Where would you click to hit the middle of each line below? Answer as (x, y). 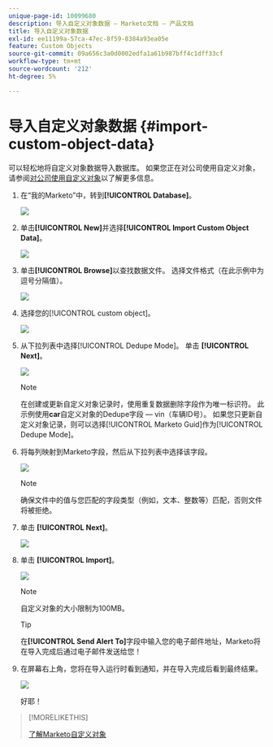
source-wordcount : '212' (50, 69)
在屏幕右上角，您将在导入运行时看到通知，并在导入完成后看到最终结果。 (141, 668)
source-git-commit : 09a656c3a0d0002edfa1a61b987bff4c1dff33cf (116, 54)
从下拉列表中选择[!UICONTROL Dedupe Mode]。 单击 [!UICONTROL (134, 345)
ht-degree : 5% (32, 76)
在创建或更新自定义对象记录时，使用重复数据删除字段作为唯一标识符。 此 (142, 404)
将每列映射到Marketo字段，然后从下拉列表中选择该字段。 (116, 451)
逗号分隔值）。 (43, 280)
